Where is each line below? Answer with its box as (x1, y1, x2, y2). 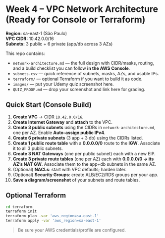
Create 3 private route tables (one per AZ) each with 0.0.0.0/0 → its (12, 156, 154, 162)
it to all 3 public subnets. (12, 145, 63, 151)
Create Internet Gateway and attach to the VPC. (12, 119, 113, 125)
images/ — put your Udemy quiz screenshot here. (12, 81, 114, 87)
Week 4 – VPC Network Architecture (5, 3, 158, 15)
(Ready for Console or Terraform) (5, 14, 146, 25)
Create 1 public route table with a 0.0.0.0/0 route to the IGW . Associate (12, 140, 161, 146)
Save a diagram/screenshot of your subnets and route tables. (12, 177, 140, 183)
